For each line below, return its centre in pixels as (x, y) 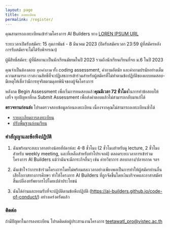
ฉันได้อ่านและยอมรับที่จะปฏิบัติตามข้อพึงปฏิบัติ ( (52, 191)
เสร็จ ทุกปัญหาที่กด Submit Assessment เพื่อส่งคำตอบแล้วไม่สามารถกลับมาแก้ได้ (75, 97)
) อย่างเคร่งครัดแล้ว (54, 196)
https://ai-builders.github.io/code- (127, 191)
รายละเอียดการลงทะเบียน (33, 118)
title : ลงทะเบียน (21, 15)
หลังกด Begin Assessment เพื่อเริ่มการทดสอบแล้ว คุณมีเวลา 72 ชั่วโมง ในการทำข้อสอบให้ (82, 91)
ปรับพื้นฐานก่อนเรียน (30, 123)
